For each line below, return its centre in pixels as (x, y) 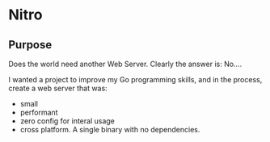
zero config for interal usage (67, 121)
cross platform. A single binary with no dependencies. (110, 129)
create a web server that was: (58, 88)
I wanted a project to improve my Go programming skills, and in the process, (135, 79)
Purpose (30, 45)
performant (39, 112)
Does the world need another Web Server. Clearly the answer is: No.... (125, 64)
